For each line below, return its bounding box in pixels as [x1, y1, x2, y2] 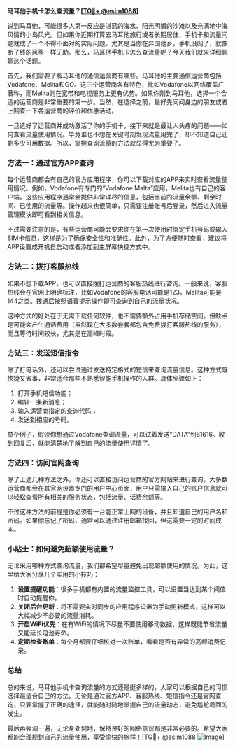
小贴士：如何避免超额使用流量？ [7, 544, 115, 554]
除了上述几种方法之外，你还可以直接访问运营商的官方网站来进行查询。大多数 [7, 475, 228, 484]
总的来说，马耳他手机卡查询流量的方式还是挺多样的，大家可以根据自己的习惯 [7, 682, 228, 691]
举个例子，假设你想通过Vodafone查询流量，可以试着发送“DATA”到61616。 [7, 430, 219, 438]
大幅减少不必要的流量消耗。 [17, 612, 98, 620]
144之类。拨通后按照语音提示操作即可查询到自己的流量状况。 [7, 297, 183, 305]
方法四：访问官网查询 [7, 458, 79, 467]
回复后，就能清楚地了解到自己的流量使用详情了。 [13, 439, 155, 447]
